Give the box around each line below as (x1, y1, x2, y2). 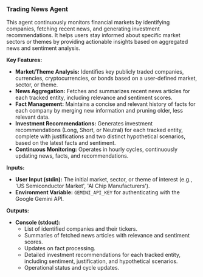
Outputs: (6, 207, 29, 214)
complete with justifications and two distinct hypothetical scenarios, (15, 133, 185, 140)
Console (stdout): (15, 219, 61, 226)
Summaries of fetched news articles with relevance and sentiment (24, 232, 190, 239)
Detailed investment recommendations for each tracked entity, (24, 251, 181, 259)
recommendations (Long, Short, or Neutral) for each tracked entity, (15, 127, 184, 134)
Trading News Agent (6, 5, 69, 13)
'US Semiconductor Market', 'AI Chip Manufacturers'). (15, 182, 150, 190)
